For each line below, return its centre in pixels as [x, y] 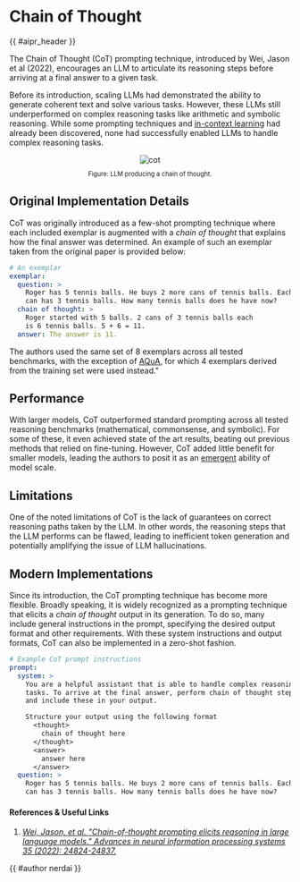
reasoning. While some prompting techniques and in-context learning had [145, 123]
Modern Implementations [81, 574]
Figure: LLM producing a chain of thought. [150, 174]
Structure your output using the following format [121, 717]
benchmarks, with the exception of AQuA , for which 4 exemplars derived [143, 360]
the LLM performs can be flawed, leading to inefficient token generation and [150, 536]
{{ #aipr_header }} [43, 41]
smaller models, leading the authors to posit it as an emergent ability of [140, 458]
